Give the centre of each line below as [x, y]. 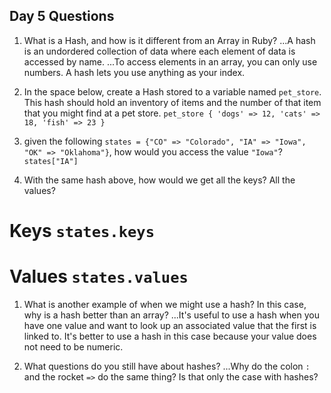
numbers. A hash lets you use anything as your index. [134, 72]
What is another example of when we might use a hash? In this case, [165, 304]
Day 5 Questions [62, 16]
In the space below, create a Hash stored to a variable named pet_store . [172, 91]
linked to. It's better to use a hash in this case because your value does [170, 336]
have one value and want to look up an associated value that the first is [170, 325]
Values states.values [99, 276]
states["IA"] [51, 161]
